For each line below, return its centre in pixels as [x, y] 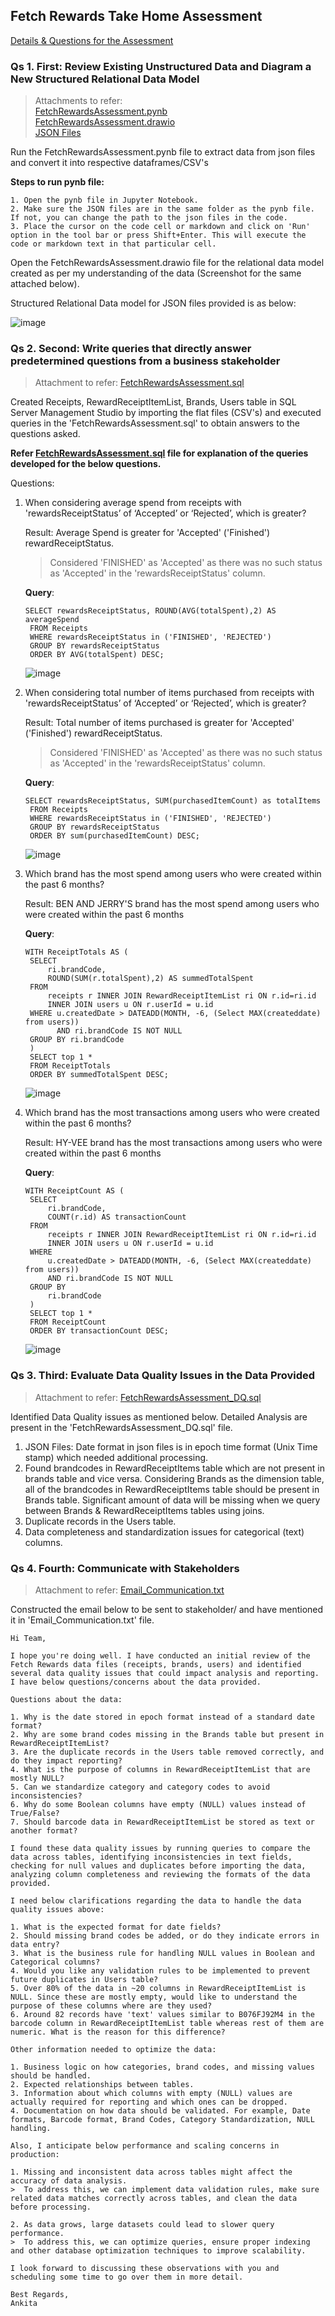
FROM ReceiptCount [68, 1322]
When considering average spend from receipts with [133, 503]
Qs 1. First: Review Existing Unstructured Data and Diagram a [161, 66]
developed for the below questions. [86, 464]
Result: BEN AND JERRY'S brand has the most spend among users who [172, 904]
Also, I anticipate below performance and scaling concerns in [145, 2146]
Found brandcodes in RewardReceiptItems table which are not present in [174, 1468]
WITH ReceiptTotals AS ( [76, 952]
